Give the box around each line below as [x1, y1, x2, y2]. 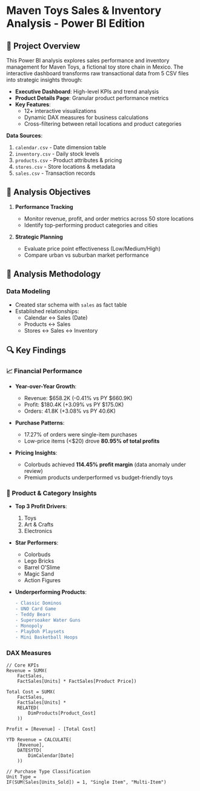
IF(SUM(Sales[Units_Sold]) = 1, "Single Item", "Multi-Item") [6, 779, 167, 785]
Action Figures [24, 577, 61, 584]
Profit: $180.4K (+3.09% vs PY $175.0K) [24, 401, 124, 409]
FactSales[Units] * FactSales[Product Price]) [17, 678, 137, 684]
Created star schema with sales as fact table [15, 301, 127, 308]
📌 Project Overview [6, 41, 81, 51]
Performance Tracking [15, 203, 74, 210]
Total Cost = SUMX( [6, 688, 56, 695]
